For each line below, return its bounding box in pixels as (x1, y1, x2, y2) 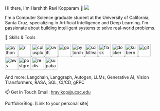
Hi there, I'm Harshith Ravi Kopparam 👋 (5, 5, 84, 11)
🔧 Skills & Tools (5, 35, 36, 40)
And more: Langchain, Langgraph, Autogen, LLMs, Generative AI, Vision (5, 74, 149, 80)
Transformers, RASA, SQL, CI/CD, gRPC (5, 79, 85, 85)
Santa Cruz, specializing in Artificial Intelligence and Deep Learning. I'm (5, 20, 148, 25)
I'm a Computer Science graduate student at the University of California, (5, 15, 150, 20)
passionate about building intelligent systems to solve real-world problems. (5, 25, 156, 31)
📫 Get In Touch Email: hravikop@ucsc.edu (5, 89, 91, 95)
